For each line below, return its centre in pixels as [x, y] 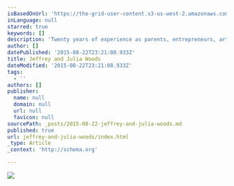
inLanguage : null [32, 20]
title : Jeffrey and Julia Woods [54, 59]
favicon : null [34, 117]
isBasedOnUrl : [28, 14]
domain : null [32, 104]
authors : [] [24, 85]
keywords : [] [26, 33]
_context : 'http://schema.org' [53, 150]
